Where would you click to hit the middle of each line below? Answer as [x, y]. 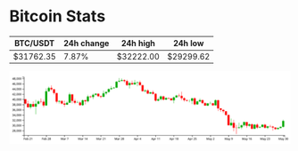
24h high [138, 44]
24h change [87, 44]
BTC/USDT [35, 44]
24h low [188, 44]
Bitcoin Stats [58, 16]
